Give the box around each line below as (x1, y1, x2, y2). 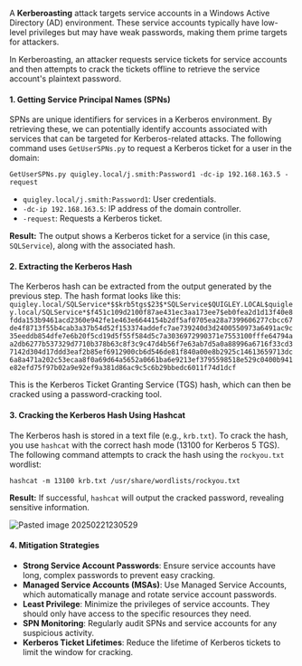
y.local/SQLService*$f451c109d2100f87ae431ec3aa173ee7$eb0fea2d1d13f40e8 (9, 308, 294, 318)
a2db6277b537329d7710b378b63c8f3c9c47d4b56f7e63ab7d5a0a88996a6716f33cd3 (9, 339, 294, 349)
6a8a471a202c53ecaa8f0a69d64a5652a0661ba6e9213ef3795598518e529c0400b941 (9, 356, 294, 365)
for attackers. (9, 36, 60, 47)
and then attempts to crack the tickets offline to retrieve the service (9, 63, 260, 74)
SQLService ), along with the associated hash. (9, 240, 175, 252)
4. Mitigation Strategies (9, 540, 99, 551)
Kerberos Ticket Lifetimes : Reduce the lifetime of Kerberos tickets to (22, 637, 281, 648)
